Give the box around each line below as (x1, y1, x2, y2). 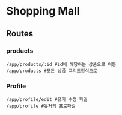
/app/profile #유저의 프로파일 (6, 103, 76, 110)
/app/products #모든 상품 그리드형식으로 (6, 68, 98, 74)
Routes (6, 28, 34, 39)
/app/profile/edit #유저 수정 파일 (6, 97, 88, 103)
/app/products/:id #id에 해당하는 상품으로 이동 (6, 61, 117, 67)
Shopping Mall (6, 4, 80, 18)
